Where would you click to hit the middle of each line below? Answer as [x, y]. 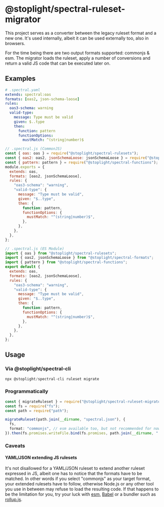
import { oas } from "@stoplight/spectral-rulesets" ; [61, 253]
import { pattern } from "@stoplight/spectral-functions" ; [66, 262]
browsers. [15, 43]
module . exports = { [25, 167]
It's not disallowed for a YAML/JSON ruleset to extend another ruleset [75, 468]
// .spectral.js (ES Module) [35, 249]
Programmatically [27, 392]
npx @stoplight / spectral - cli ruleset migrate [52, 379]
